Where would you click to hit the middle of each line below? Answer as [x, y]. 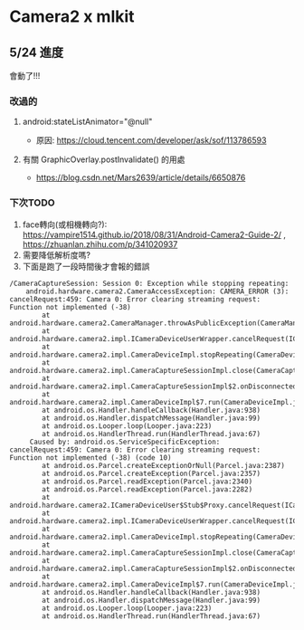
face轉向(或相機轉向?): [65, 224]
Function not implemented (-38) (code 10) [90, 458]
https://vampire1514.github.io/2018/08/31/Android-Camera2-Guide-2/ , [154, 234]
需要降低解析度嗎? [56, 254]
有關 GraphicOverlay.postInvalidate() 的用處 [104, 159]
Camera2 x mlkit [72, 17]
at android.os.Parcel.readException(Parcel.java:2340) [147, 482]
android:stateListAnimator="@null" [87, 122]
